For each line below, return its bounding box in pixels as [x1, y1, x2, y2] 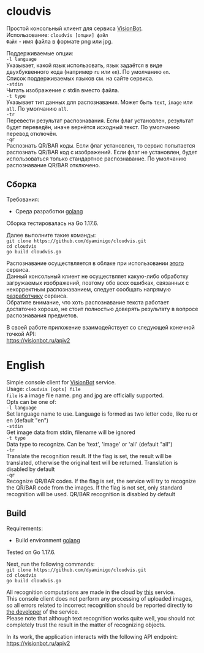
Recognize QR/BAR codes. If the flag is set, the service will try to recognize [6, 477, 196, 485]
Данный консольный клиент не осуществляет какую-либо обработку [6, 272, 189, 280]
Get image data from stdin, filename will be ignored [6, 429, 136, 436]
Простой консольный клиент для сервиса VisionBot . [6, 25, 143, 32]
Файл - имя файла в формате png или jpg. [6, 38, 113, 45]
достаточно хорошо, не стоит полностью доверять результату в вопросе [6, 305, 198, 312]
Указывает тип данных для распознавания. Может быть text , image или [6, 98, 193, 106]
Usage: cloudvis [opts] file [6, 385, 81, 392]
